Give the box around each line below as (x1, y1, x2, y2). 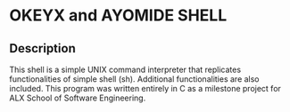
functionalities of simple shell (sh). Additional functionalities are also (9, 74, 261, 84)
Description (9, 41, 76, 56)
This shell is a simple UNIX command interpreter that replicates (9, 64, 242, 75)
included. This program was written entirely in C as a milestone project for (9, 84, 281, 93)
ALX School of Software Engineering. (9, 92, 146, 103)
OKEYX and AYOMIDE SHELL (9, 5, 228, 26)
